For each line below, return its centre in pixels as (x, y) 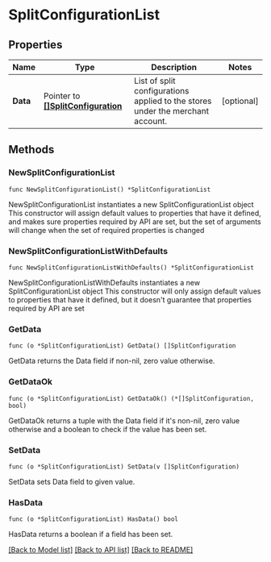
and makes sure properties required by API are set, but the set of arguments (135, 221)
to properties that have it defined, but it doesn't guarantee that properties (130, 299)
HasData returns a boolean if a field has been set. (91, 535)
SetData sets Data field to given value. (72, 481)
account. (151, 121)
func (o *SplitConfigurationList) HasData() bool (94, 519)
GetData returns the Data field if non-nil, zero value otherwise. (112, 361)
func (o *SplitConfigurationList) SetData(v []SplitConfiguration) (124, 466)
